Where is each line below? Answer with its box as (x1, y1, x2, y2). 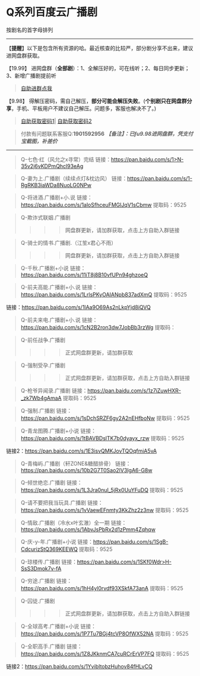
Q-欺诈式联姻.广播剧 (20, 214, 71, 221)
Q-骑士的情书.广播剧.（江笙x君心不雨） (20, 239, 117, 246)
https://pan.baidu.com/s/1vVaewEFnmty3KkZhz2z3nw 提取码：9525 (20, 506, 189, 513)
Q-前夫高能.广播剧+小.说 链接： (20, 284, 98, 291)
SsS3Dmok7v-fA (20, 565, 62, 572)
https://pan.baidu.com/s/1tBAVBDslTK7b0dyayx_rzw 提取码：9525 (20, 434, 185, 441)
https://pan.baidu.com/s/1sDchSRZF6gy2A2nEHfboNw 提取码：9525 (20, 415, 190, 422)
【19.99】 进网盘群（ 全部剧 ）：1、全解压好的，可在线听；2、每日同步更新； (6, 64, 190, 71)
